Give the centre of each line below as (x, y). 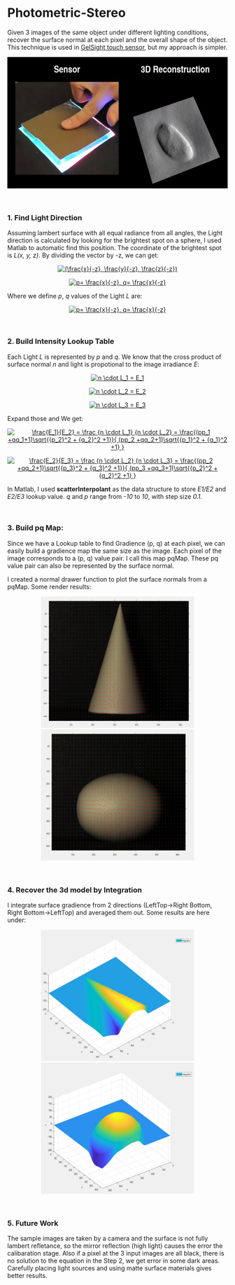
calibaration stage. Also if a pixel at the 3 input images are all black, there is (116, 1253)
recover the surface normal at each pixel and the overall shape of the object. (117, 39)
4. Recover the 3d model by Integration (74, 890)
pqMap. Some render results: (49, 586)
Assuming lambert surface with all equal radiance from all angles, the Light (115, 233)
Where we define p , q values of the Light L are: (75, 296)
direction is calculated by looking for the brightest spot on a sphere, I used (114, 240)
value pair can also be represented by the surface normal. (91, 565)
